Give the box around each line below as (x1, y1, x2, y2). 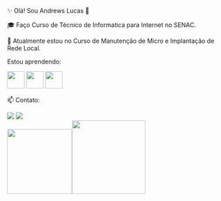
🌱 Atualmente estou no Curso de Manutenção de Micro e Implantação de (7, 37, 215, 45)
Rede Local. (7, 44, 41, 52)
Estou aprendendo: (7, 57, 61, 66)
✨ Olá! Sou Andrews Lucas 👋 (7, 7, 90, 15)
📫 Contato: (7, 96, 40, 104)
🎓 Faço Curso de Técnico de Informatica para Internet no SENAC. (7, 21, 197, 29)
